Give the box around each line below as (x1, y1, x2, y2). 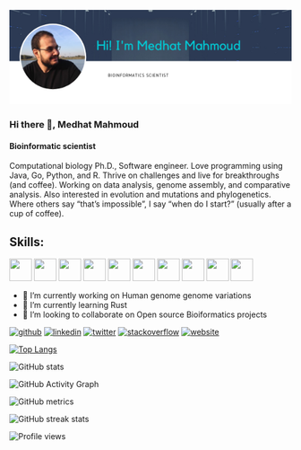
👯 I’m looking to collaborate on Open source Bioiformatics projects (21, 309, 267, 320)
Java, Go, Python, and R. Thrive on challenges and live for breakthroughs (9, 170, 279, 181)
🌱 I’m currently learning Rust (21, 299, 128, 310)
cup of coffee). (9, 208, 64, 219)
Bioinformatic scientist (9, 140, 97, 151)
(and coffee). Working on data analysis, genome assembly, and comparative (9, 180, 291, 190)
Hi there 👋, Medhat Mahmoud (9, 118, 140, 130)
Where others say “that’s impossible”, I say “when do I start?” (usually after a (9, 199, 292, 209)
